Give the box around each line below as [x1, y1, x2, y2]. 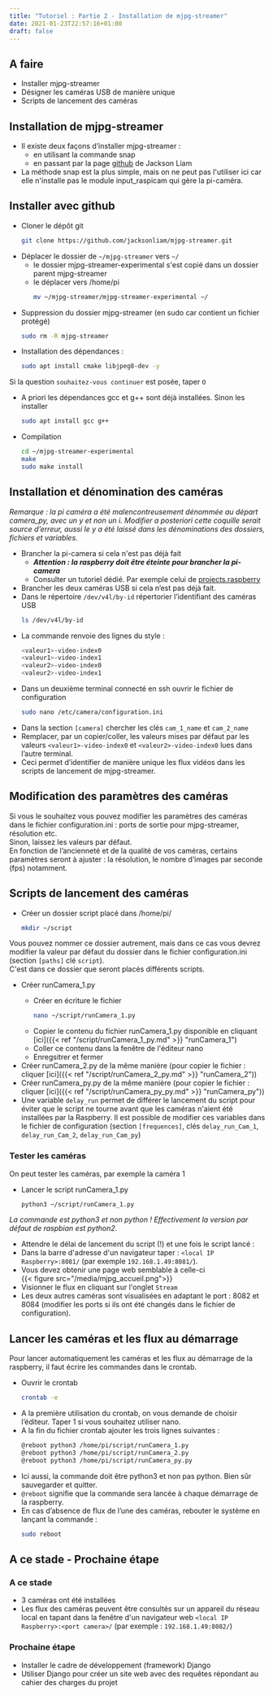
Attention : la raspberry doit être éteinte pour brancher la [32, 557, 230, 567]
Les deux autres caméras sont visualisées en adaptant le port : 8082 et [20, 1291, 259, 1301]
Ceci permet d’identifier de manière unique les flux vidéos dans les [20, 757, 245, 767]
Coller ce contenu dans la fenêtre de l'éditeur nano [32, 1044, 204, 1054]
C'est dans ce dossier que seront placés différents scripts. [9, 964, 206, 974]
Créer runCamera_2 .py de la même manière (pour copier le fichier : [20, 1061, 246, 1071]
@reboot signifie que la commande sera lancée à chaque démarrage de [20, 1489, 258, 1498]
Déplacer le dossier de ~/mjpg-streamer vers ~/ [20, 251, 180, 261]
